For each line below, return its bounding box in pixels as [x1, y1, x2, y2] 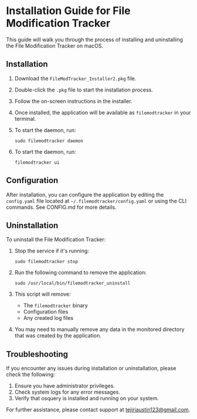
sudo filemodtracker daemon [14, 138, 83, 144]
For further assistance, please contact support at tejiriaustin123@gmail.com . [6, 406, 191, 413]
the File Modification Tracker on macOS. [6, 42, 104, 49]
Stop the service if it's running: [14, 248, 89, 255]
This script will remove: [14, 290, 72, 298]
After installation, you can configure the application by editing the [6, 191, 164, 198]
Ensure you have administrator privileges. [14, 383, 116, 390]
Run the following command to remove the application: [14, 269, 147, 276]
